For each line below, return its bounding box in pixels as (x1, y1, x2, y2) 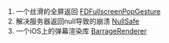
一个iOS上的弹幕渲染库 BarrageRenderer (15, 27, 147, 35)
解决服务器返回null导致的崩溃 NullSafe (15, 16, 140, 26)
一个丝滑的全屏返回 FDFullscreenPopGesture (15, 7, 161, 16)
